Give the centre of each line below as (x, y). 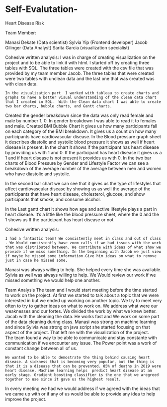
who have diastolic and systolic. (38, 174)
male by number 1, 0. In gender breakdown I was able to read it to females (81, 120)
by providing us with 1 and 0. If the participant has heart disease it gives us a (83, 152)
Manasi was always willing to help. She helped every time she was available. (83, 269)
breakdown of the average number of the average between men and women (83, 168)
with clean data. (22, 84)
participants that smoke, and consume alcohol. (53, 199)
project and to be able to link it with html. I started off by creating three (78, 62)
